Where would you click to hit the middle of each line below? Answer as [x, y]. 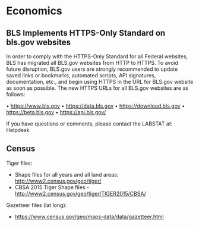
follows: [16, 94]
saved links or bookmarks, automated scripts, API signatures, [81, 75]
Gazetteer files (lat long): [37, 205]
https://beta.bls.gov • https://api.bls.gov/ [56, 112]
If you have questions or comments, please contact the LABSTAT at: [89, 124]
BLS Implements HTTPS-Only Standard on [86, 33]
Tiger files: [19, 163]
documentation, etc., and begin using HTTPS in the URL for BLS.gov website [100, 82]
